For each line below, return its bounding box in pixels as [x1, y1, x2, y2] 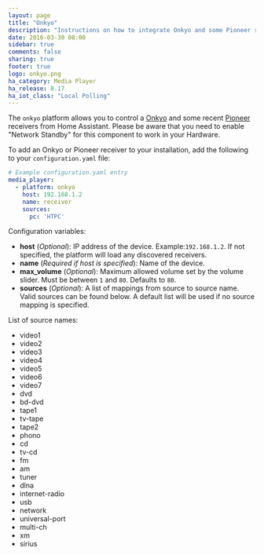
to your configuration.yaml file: [8, 154, 111, 163]
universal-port [19, 514, 66, 524]
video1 [19, 330, 41, 340]
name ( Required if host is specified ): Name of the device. [19, 258, 206, 268]
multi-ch [19, 523, 47, 532]
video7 [19, 381, 42, 390]
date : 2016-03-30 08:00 [8, 33, 86, 42]
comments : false [8, 48, 61, 56]
